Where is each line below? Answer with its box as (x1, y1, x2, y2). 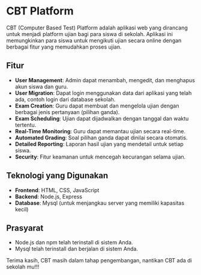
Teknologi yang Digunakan (6, 171, 109, 181)
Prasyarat (6, 223, 44, 233)
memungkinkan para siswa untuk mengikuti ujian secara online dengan (6, 37, 182, 44)
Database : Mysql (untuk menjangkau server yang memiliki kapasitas (14, 199, 185, 207)
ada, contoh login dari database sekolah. (14, 95, 116, 103)
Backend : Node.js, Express (14, 193, 83, 200)
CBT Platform (6, 4, 74, 18)
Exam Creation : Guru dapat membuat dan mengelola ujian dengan (14, 102, 179, 109)
